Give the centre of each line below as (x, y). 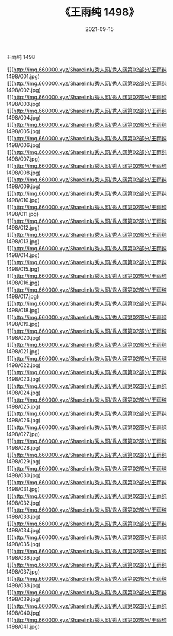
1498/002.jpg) (24, 90)
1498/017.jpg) (23, 296)
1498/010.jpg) (23, 200)
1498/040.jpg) (24, 613)
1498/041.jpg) (23, 626)
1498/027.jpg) (23, 434)
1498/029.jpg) (23, 461)
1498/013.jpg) (23, 241)
